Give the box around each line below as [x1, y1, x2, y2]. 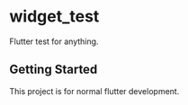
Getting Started [9, 62, 98, 77]
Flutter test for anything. [9, 36, 99, 47]
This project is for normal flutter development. [9, 85, 180, 96]
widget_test [9, 6, 100, 27]
